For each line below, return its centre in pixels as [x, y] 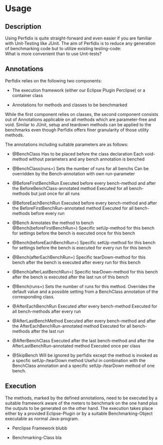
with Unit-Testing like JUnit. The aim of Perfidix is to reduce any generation [80, 43]
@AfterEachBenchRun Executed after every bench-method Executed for [84, 306]
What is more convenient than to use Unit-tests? [54, 54]
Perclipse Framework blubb [39, 428]
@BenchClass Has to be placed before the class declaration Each [78, 154]
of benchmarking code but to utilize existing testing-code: [63, 48]
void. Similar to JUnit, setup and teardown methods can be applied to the [78, 124]
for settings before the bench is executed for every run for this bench [81, 248]
